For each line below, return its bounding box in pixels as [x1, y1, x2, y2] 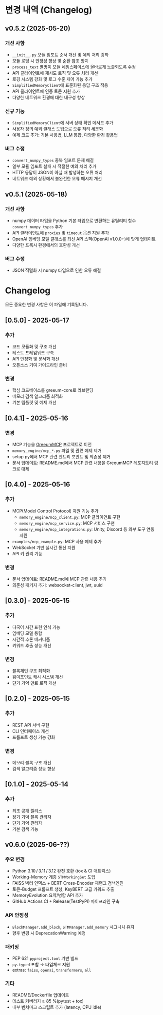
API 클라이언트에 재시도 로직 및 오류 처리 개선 [12, 70, 98, 76]
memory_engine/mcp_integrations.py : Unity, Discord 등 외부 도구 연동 [19, 526, 155, 532]
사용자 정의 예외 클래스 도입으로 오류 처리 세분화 [12, 126, 103, 132]
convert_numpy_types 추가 [12, 224, 63, 230]
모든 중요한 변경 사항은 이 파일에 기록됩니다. [5, 302, 89, 307]
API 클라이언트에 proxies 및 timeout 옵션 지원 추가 [12, 230, 109, 236]
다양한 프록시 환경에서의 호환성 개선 [12, 242, 80, 248]
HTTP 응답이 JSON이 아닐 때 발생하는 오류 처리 [12, 169, 103, 176]
